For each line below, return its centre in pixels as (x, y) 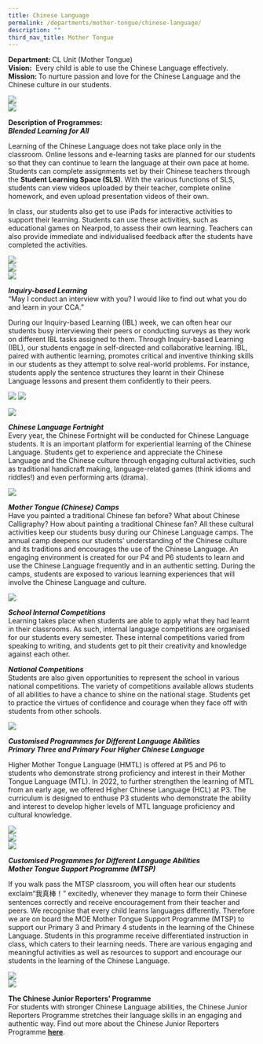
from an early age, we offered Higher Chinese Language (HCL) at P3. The (127, 790)
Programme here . (37, 1032)
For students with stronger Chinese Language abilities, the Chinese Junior (128, 1007)
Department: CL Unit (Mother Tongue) (71, 60)
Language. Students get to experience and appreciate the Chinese (116, 452)
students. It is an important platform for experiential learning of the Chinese (130, 444)
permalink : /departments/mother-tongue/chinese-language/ (105, 23)
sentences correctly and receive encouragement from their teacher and (124, 902)
